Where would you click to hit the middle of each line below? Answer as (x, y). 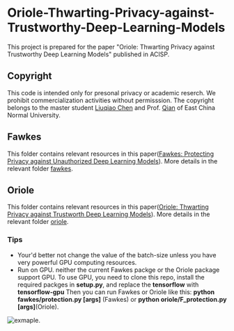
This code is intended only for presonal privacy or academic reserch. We (111, 92)
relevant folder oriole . (38, 222)
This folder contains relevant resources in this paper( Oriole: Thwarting (108, 207)
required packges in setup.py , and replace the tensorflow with (108, 284)
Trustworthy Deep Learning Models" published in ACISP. (88, 54)
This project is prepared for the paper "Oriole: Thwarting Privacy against (111, 47)
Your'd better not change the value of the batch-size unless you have (117, 255)
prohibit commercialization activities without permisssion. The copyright (111, 100)
